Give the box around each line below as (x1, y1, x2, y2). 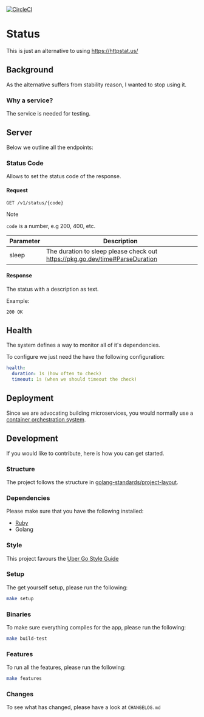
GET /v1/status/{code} (6, 200, 64, 206)
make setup (6, 595, 34, 601)
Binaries (6, 610, 32, 618)
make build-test (6, 636, 47, 642)
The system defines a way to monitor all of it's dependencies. (6, 341, 161, 349)
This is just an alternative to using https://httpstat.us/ (6, 47, 138, 54)
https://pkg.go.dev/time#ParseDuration (46, 255, 158, 263)
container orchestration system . (6, 415, 86, 423)
